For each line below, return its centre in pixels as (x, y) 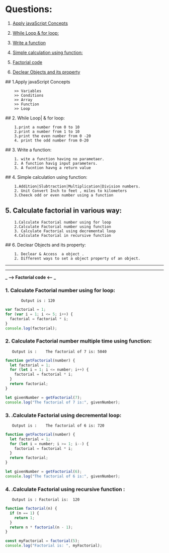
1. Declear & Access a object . (49, 254)
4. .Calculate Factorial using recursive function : (65, 489)
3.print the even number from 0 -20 (53, 136)
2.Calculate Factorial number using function (63, 227)
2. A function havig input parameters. (56, 163)
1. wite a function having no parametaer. (59, 159)
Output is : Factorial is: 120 (46, 500)
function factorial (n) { (31, 509)
